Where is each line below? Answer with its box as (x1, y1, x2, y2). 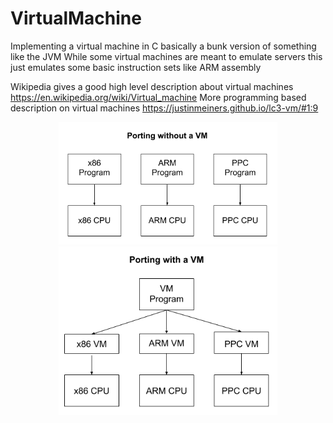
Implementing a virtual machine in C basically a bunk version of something (10, 40, 317, 52)
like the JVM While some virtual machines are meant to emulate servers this (10, 50, 323, 62)
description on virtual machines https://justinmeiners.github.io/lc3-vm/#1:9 (10, 102, 319, 114)
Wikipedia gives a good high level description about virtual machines (10, 80, 294, 92)
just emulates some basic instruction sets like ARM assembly (10, 61, 262, 73)
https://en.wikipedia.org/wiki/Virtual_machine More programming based (10, 91, 307, 103)
